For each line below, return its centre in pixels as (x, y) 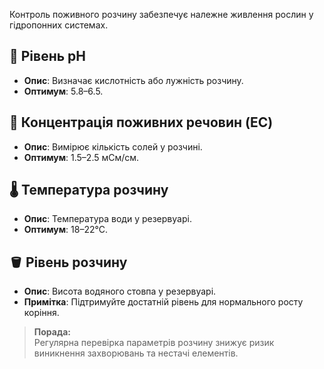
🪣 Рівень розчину (68, 262)
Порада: (52, 332)
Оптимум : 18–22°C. (66, 230)
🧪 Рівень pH (48, 56)
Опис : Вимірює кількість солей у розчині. (113, 146)
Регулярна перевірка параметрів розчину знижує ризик (154, 343)
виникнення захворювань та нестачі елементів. (136, 353)
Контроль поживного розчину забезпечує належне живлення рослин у (161, 14)
